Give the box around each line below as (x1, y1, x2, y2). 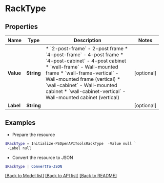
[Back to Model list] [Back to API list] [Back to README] (5, 173, 117, 179)
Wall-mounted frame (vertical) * (45, 76, 121, 82)
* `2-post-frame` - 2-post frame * (45, 45, 128, 52)
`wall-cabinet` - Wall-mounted (45, 82, 118, 89)
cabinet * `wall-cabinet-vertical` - (45, 88, 126, 94)
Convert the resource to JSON (12, 155, 73, 160)
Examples (5, 118, 36, 127)
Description (73, 37, 102, 44)
